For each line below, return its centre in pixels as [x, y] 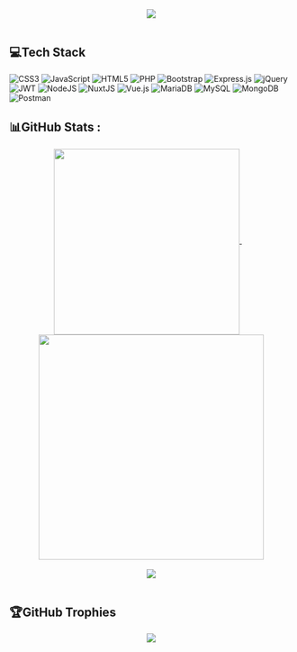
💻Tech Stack [48, 53]
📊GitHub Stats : [55, 127]
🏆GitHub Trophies [63, 613]
